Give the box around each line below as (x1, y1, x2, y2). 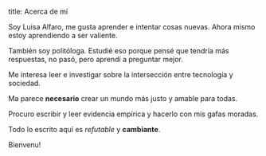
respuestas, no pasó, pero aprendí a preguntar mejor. (8, 55, 183, 64)
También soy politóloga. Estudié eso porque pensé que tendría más (8, 46, 229, 55)
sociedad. (8, 79, 41, 88)
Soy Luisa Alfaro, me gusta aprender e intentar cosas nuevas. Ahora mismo (8, 22, 256, 31)
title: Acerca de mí (8, 7, 68, 16)
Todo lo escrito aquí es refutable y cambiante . (8, 125, 161, 134)
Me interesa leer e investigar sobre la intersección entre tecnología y (8, 70, 233, 79)
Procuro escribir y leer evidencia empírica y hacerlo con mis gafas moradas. (8, 109, 259, 119)
